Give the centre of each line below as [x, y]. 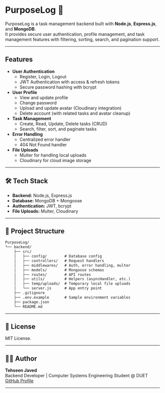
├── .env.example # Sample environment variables [72, 297]
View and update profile [44, 98]
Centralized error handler [45, 139]
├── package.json [32, 302]
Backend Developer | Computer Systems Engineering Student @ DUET [77, 376]
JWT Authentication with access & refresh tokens [69, 82]
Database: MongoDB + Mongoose [47, 200]
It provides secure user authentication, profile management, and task [75, 34]
